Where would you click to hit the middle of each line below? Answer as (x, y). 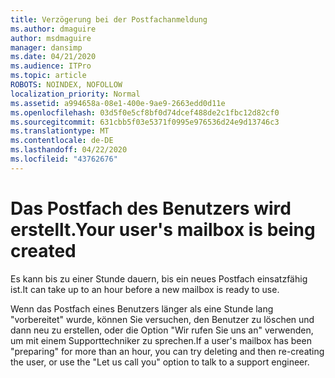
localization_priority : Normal (75, 94)
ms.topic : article (48, 76)
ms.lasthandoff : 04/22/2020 (69, 150)
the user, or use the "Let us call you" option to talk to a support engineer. (160, 362)
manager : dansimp (46, 47)
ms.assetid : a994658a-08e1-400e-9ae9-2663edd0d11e (118, 103)
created (43, 250)
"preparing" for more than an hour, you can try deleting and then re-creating (167, 351)
